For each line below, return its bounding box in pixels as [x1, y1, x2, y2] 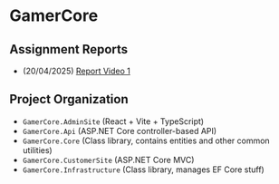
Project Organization [9, 92, 129, 107]
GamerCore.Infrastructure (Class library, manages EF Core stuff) [22, 164, 265, 175]
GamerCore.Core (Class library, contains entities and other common [22, 135, 270, 146]
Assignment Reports [9, 42, 129, 57]
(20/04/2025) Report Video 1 [22, 65, 131, 76]
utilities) [22, 144, 53, 155]
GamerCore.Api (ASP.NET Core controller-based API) [22, 125, 217, 136]
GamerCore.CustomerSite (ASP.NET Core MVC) [22, 154, 195, 165]
